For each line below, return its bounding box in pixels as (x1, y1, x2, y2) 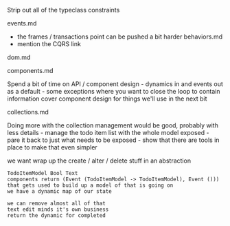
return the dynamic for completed (7, 212, 106, 219)
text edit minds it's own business (7, 206, 109, 213)
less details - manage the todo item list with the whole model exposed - (7, 129, 209, 136)
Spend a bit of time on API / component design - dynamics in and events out (7, 80, 223, 88)
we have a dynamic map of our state (7, 188, 112, 195)
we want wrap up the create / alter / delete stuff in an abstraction (7, 156, 191, 165)
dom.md (7, 53, 31, 61)
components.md (7, 67, 54, 74)
